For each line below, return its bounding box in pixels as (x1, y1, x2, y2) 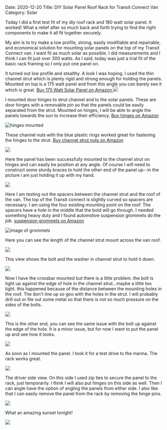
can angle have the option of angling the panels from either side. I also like (5, 386, 159, 391)
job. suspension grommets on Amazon (5, 218, 84, 224)
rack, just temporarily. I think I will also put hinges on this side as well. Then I (5, 380, 162, 386)
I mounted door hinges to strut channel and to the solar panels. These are (5, 97, 156, 102)
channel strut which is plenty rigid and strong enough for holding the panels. (5, 76, 163, 81)
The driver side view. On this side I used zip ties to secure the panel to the (5, 375, 157, 381)
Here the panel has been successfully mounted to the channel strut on (5, 156, 150, 162)
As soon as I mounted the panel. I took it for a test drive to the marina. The (5, 351, 158, 356)
